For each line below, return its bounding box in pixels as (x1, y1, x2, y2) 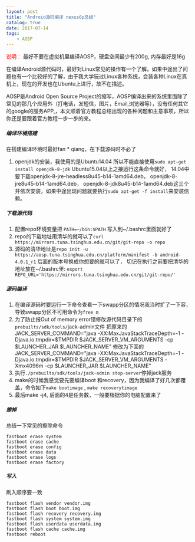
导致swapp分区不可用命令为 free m (14, 308, 99, 316)
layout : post (6, 8, 38, 15)
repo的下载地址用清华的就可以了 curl (14, 232, 104, 239)
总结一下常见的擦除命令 (6, 422, 63, 429)
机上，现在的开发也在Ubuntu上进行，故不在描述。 (6, 80, 128, 87)
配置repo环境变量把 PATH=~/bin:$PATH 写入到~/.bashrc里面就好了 (14, 225, 172, 232)
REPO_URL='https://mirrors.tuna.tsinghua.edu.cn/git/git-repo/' (14, 272, 176, 278)
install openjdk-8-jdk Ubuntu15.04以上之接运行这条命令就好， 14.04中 (14, 165, 190, 172)
